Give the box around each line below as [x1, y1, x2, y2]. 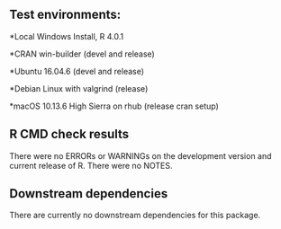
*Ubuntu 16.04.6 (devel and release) [9, 66, 145, 76]
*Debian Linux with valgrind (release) [9, 83, 149, 93]
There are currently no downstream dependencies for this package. [9, 210, 261, 221]
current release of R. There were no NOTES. [9, 160, 173, 171]
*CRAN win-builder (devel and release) [9, 48, 155, 59]
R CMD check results [9, 127, 130, 142]
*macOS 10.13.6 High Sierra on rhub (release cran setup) [9, 101, 219, 111]
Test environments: [9, 7, 122, 22]
